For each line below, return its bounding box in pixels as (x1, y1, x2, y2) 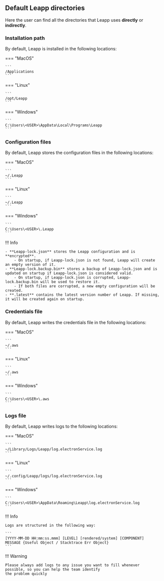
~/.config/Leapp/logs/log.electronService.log (5, 473, 102, 478)
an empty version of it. (5, 262, 56, 267)
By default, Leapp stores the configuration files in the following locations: (5, 150, 154, 156)
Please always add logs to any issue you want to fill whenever (5, 563, 140, 568)
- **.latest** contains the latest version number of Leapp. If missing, (5, 292, 160, 297)
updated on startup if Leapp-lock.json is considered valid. (5, 271, 133, 276)
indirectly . (5, 22, 27, 28)
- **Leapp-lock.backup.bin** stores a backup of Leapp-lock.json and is (5, 266, 158, 272)
